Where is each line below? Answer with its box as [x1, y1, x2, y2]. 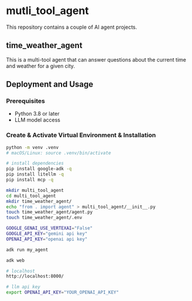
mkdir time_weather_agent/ [6, 198, 72, 204]
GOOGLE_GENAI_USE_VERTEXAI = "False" [6, 225, 93, 231]
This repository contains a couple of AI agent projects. [6, 23, 138, 31]
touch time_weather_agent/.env [6, 215, 83, 221]
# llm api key [6, 284, 41, 290]
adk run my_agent [6, 246, 49, 253]
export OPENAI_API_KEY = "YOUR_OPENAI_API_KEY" [6, 289, 119, 296]
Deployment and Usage [6, 79, 94, 89]
